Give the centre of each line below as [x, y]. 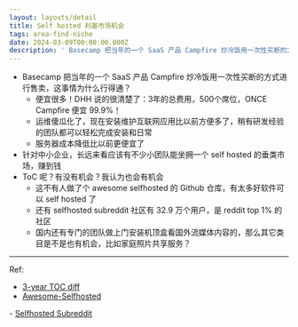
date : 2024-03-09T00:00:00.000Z [69, 42]
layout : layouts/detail [53, 17]
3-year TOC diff [51, 287]
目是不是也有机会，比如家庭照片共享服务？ [113, 243]
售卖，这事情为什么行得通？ [80, 88]
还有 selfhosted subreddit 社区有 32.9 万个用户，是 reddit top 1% [153, 211]
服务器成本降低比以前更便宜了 [90, 144]
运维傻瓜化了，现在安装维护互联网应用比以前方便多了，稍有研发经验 [160, 122]
